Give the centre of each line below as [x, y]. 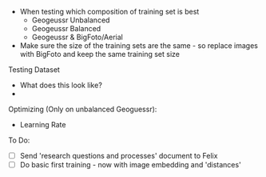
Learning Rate [43, 125]
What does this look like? [61, 85]
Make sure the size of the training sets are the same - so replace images [139, 46]
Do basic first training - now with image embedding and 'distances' [130, 165]
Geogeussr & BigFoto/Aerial [77, 37]
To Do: [19, 140]
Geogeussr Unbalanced [71, 20]
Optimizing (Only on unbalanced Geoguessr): [83, 109]
